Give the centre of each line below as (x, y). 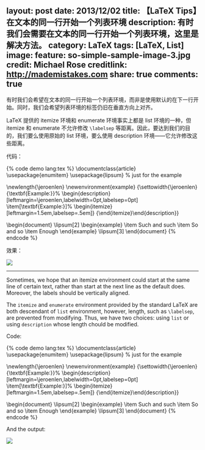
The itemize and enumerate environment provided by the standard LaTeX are (102, 304)
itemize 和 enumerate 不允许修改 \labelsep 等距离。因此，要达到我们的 (96, 128)
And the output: (26, 429)
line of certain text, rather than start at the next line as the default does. (96, 286)
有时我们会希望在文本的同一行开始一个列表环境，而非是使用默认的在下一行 (100, 99)
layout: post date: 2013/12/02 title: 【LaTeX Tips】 (102, 11)
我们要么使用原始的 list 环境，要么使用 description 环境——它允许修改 (104, 135)
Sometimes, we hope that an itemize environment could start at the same (98, 280)
